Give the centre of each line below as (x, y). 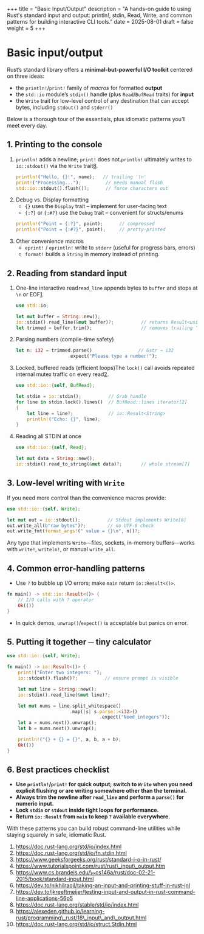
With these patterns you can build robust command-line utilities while (94, 828)
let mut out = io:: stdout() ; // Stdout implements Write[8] (97, 520)
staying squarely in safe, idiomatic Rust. (57, 835)
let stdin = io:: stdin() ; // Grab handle (81, 397)
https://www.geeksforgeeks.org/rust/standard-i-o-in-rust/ (88, 860)
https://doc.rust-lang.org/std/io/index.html (69, 847)
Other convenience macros (50, 241)
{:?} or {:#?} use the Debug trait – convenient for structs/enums (104, 213)
